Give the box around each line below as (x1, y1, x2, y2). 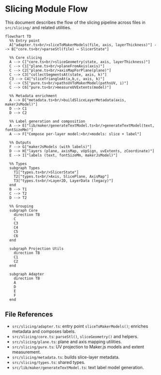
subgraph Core (9, 208, 38, 213)
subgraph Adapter (9, 272, 44, 277)
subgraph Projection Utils (9, 246, 64, 251)
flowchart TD (5, 34, 31, 39)
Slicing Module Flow (5, 3, 88, 15)
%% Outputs (9, 140, 31, 145)
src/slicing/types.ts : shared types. (12, 359, 86, 365)
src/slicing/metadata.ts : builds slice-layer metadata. (12, 354, 120, 360)
